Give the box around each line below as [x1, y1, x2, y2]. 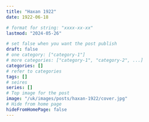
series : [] [6, 85, 33, 91]
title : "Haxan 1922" [6, 8, 57, 15]
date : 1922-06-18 [6, 14, 49, 20]
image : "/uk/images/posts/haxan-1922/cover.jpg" [6, 95, 128, 102]
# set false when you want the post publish [6, 41, 117, 47]
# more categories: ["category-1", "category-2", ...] [6, 57, 144, 63]
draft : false [6, 47, 38, 52]
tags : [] [6, 74, 28, 80]
